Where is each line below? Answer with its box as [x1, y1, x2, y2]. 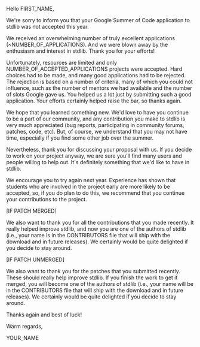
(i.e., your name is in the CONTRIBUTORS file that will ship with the [6, 232, 171, 239]
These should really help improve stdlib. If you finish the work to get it [6, 274, 178, 281]
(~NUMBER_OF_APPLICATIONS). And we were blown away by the [6, 41, 168, 48]
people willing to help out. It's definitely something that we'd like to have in [6, 159, 190, 165]
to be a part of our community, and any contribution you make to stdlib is [6, 115, 186, 122]
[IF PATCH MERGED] [6, 207, 57, 215]
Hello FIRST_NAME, [6, 5, 55, 12]
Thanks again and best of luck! [6, 311, 82, 318]
